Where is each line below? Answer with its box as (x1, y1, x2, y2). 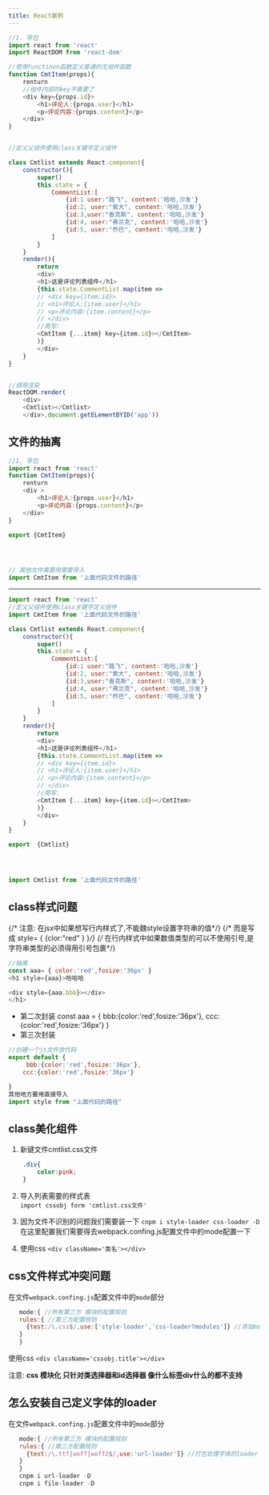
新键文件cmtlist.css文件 (19, 1145, 98, 1154)
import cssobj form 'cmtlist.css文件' (19, 1201, 147, 1210)
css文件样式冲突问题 (8, 1269, 110, 1283)
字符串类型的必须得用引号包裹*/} (8, 943, 116, 953)
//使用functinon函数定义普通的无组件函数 (8, 63, 132, 71)
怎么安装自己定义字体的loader (8, 1396, 158, 1410)
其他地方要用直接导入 (8, 1090, 68, 1098)
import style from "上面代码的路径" (8, 1098, 122, 1106)
